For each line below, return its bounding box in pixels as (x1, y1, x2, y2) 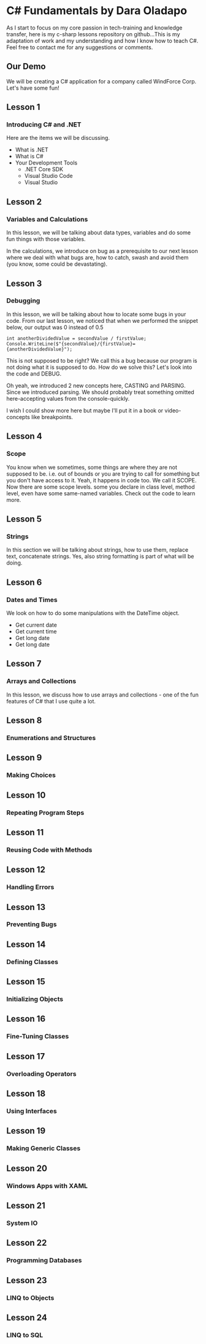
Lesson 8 (6, 715, 42, 725)
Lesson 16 (6, 1014, 46, 1024)
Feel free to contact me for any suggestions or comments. (6, 44, 153, 51)
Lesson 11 (6, 827, 44, 838)
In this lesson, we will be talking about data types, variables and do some (6, 229, 191, 236)
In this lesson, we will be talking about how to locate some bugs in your (6, 311, 186, 318)
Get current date (15, 621, 57, 628)
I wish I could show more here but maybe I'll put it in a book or (6, 406, 164, 414)
